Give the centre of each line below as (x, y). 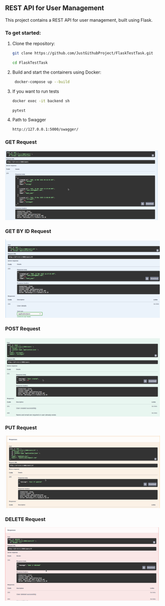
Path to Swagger (29, 120)
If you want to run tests (36, 91)
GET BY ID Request (28, 231)
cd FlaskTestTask (30, 63)
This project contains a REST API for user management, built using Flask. (79, 20)
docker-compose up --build (42, 82)
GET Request (21, 142)
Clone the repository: (34, 43)
